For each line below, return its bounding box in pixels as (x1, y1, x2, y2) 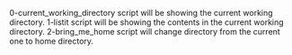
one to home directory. (9, 35, 94, 46)
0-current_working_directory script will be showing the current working (9, 8, 273, 18)
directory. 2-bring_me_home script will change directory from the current (9, 27, 280, 36)
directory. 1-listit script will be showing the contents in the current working (9, 17, 285, 27)
